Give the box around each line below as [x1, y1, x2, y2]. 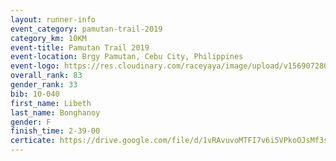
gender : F [10, 117, 52, 127]
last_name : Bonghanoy [10, 107, 101, 118]
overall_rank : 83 [10, 71, 83, 81]
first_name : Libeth [10, 98, 92, 108]
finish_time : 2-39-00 [10, 126, 101, 136]
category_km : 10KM [10, 33, 87, 43]
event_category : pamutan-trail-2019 [10, 24, 163, 34]
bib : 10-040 [10, 89, 60, 99]
